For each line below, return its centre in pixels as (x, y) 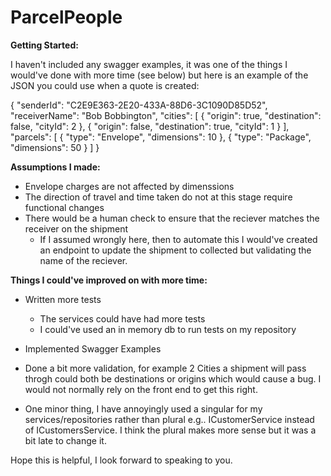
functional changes (64, 207)
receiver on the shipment (76, 228)
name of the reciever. (83, 260)
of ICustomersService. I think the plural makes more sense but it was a (170, 430)
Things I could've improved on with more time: (109, 280)
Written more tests (63, 299)
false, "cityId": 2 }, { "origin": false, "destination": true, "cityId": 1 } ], (150, 126)
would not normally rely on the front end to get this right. (141, 389)
